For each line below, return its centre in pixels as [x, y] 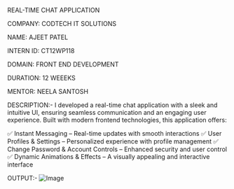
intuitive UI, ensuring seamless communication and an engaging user [107, 112]
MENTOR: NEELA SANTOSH [48, 91]
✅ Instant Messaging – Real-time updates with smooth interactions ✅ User [115, 133]
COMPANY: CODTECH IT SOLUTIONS [62, 23]
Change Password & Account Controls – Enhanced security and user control [117, 149]
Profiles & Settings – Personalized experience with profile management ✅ [113, 141]
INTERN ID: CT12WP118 [41, 51]
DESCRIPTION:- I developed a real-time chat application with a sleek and [112, 105]
